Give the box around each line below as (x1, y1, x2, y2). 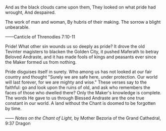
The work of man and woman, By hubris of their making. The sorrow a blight (5, 19, 161, 25)
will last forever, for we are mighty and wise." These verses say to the (5, 79, 147, 85)
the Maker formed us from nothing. (5, 59, 77, 65)
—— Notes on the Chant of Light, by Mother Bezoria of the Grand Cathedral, (5, 115, 161, 121)
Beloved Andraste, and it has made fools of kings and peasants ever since (5, 54, 157, 60)
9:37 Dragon (5, 121, 31, 126)
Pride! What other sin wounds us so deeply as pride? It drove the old (5, 44, 145, 49)
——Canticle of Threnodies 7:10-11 (5, 34, 75, 40)
